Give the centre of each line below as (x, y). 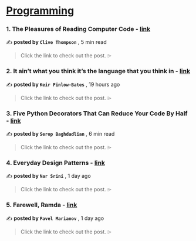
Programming (40, 11)
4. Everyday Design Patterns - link (56, 163)
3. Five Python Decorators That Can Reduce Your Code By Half (97, 113)
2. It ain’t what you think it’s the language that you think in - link (98, 71)
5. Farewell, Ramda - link (42, 205)
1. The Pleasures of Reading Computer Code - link (78, 29)
